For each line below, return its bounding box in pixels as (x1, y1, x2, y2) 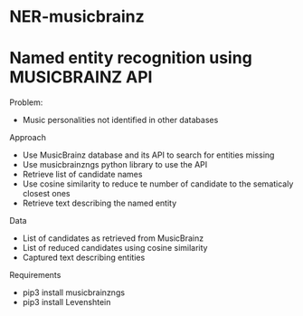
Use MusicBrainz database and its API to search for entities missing (22, 149, 275, 160)
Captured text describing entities (22, 252, 146, 263)
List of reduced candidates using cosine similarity (22, 243, 208, 254)
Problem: (9, 97, 43, 108)
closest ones (22, 188, 71, 199)
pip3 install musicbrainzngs (22, 287, 125, 298)
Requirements (9, 270, 62, 281)
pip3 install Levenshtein (22, 297, 111, 308)
